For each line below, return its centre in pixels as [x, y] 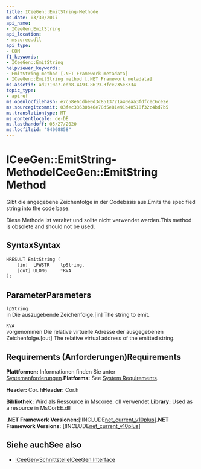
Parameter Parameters [49, 295]
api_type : [19, 46]
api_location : [24, 34]
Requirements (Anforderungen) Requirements [94, 357]
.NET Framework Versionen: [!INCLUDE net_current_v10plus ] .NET [88, 420]
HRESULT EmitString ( [33, 259]
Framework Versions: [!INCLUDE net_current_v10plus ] [73, 426]
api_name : [19, 23]
